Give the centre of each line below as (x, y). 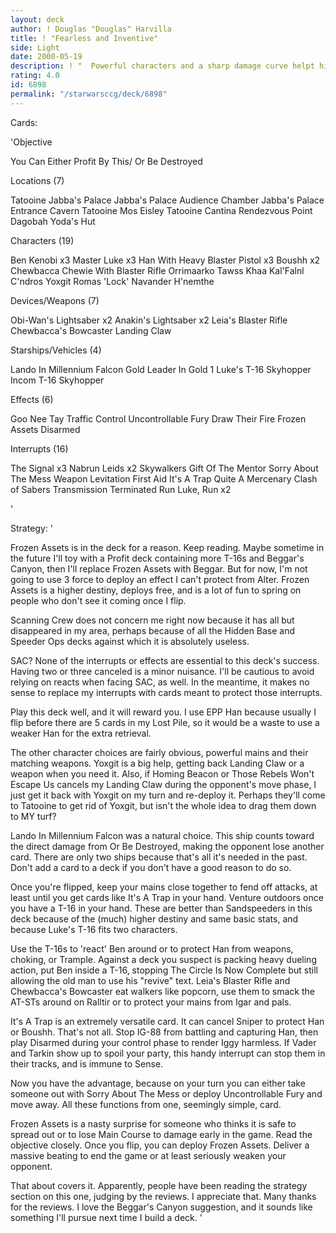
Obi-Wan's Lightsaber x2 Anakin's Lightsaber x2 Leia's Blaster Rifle (149, 320)
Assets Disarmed (45, 429)
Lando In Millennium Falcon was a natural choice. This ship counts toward (162, 835)
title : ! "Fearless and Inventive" (84, 38)
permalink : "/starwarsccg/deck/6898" (89, 94)
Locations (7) (37, 180)
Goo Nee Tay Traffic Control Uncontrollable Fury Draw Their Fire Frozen (158, 418)
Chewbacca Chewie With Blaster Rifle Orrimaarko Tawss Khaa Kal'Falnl (157, 270)
